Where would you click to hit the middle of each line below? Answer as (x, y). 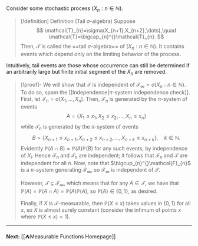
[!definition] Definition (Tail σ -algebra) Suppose (78, 21)
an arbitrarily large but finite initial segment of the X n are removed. (86, 72)
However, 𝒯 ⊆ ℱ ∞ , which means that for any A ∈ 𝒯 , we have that (100, 183)
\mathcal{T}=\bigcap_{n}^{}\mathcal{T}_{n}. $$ (106, 37)
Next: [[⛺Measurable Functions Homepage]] (61, 236)
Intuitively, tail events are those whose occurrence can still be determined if (98, 65)
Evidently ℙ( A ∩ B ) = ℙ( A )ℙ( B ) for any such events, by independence (104, 149)
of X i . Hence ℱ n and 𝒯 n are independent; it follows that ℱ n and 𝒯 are (104, 156)
